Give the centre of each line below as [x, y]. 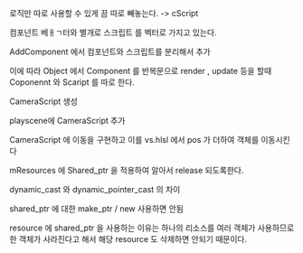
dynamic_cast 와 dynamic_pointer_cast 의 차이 [95, 189]
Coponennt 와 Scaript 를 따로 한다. [72, 82]
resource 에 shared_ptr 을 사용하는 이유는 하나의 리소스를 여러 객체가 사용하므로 [152, 228]
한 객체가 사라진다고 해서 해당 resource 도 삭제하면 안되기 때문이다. [128, 239]
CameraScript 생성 [44, 101]
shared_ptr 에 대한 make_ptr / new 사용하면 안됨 [96, 209]
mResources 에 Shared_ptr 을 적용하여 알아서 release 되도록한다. [127, 170]
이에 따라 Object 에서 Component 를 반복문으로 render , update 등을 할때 [141, 71]
